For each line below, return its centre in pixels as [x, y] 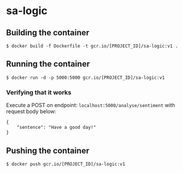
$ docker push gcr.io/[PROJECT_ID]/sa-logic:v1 [66, 164]
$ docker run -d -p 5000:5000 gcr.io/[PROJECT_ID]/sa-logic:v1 [86, 78]
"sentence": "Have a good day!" [56, 128]
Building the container [48, 33]
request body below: [31, 112]
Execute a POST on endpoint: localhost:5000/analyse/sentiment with [91, 105]
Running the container [48, 64]
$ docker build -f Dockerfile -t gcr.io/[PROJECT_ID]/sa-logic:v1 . [92, 46]
